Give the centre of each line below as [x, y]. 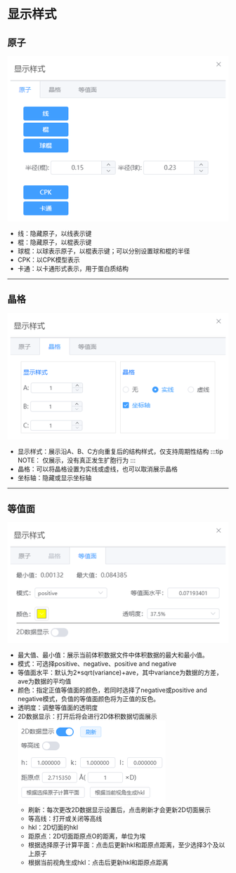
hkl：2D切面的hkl [53, 827]
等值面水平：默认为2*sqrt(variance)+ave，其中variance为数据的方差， [120, 672]
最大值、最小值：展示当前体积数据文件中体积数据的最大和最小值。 [113, 655]
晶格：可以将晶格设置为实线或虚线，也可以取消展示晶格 [97, 469]
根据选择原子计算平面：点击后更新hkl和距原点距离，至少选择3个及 [123, 845]
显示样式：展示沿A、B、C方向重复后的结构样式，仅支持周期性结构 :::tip [120, 452]
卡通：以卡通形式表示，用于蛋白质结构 [73, 268]
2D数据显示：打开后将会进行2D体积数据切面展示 [87, 716]
